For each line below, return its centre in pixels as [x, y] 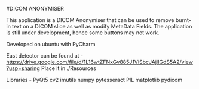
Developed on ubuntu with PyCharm [51, 44]
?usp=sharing [23, 68]
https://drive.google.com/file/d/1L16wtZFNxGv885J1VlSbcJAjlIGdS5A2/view [99, 62]
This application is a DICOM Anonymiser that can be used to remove [90, 20]
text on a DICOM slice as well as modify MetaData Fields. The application [102, 26]
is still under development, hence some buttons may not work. [83, 33]
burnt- [183, 20]
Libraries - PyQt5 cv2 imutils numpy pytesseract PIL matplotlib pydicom [94, 80]
